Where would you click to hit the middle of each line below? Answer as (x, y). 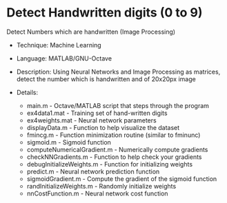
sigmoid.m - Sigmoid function (69, 142)
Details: (27, 92)
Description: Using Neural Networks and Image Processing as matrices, (118, 72)
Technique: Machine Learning (59, 45)
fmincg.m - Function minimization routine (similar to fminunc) (113, 135)
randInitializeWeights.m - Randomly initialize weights (101, 186)
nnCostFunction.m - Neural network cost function (97, 193)
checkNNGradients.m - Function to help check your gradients (114, 157)
